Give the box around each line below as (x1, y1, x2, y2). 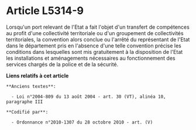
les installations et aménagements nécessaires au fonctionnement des (6, 54, 176, 61)
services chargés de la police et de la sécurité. (6, 60, 119, 68)
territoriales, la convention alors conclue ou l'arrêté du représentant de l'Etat (6, 36, 190, 43)
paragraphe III (6, 98, 43, 105)
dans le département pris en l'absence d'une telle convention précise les (6, 42, 181, 49)
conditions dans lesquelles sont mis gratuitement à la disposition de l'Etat (6, 48, 183, 55)
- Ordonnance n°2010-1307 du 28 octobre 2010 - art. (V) (11, 119, 153, 125)
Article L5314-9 (6, 4, 84, 18)
